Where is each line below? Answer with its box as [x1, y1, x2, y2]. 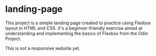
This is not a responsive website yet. [5, 45, 80, 51]
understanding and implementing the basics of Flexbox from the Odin [5, 30, 148, 36]
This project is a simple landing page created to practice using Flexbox [5, 20, 151, 26]
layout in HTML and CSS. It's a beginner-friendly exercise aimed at [5, 25, 142, 31]
